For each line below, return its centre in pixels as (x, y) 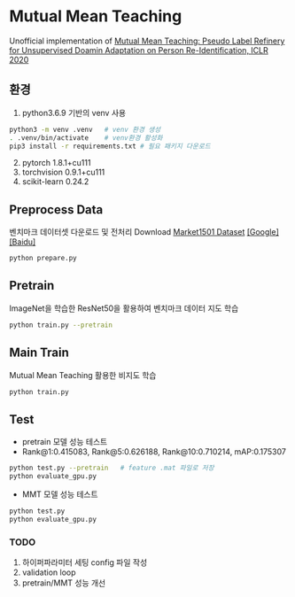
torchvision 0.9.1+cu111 (63, 172)
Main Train (39, 353)
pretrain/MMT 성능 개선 (64, 583)
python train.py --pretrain (61, 325)
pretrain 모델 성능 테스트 (65, 442)
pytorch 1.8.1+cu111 (56, 163)
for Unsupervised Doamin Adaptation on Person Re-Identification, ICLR (139, 50)
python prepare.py (43, 259)
